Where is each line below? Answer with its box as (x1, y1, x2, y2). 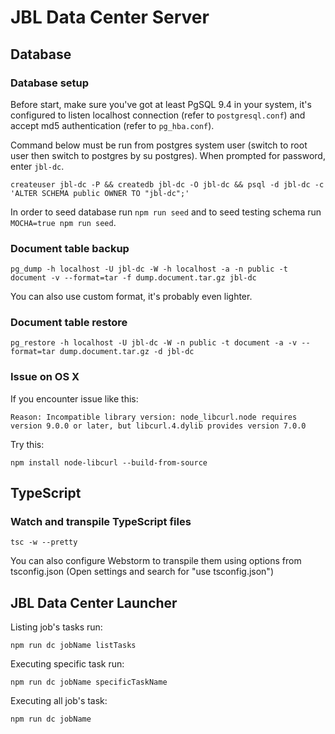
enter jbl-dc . (10, 160, 65, 172)
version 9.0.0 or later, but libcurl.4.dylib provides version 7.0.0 (10, 421, 307, 431)
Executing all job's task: (10, 695, 108, 707)
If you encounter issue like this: (10, 392, 139, 405)
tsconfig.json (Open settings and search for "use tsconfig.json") (10, 566, 274, 578)
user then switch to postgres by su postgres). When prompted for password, (10, 149, 326, 161)
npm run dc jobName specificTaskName (10, 677, 168, 688)
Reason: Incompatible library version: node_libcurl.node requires (10, 412, 298, 422)
